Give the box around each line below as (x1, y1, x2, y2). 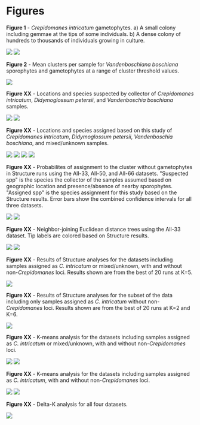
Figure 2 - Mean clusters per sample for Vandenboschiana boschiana (6, 61, 179, 68)
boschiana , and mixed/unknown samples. (6, 139, 109, 146)
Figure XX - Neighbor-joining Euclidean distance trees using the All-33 (6, 225, 181, 233)
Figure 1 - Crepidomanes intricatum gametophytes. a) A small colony (6, 24, 176, 31)
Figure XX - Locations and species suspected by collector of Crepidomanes (6, 90, 194, 97)
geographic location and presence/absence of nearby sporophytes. (6, 182, 173, 189)
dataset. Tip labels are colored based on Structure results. (6, 232, 149, 239)
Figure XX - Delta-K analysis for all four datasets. (6, 400, 128, 408)
